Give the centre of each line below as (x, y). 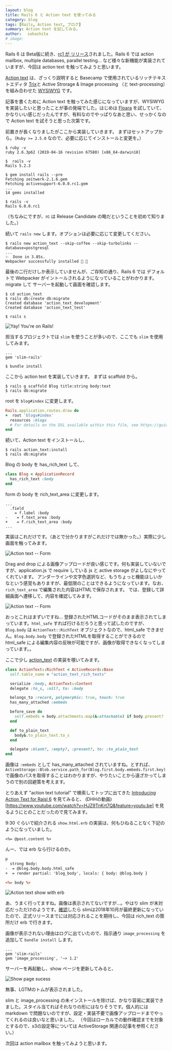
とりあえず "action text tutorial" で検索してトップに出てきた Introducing (81, 793)
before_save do (26, 712)
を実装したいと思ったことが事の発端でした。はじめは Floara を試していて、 (85, 108)
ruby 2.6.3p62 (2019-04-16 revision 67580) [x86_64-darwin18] (73, 152)
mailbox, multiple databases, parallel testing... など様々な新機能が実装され (83, 60)
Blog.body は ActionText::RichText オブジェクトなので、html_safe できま (82, 629)
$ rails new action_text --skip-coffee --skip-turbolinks (68, 243)
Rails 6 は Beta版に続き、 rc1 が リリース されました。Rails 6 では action (80, 54)
